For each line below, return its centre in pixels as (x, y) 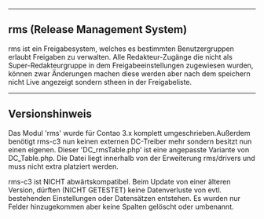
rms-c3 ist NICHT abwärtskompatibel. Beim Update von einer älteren (119, 181)
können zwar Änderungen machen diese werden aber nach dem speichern (129, 73)
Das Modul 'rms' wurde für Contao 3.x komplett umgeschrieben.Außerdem (129, 133)
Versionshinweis (50, 114)
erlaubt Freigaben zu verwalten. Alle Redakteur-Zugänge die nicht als (121, 57)
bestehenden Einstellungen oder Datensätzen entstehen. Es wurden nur (125, 198)
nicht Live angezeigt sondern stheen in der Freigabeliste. (100, 82)
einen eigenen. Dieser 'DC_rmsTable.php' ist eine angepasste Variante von (129, 149)
